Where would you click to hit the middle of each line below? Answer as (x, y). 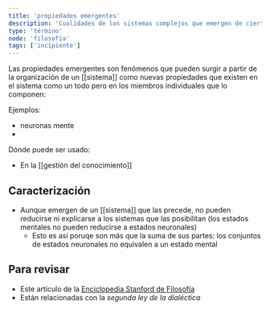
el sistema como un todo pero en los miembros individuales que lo (118, 86)
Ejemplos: (25, 110)
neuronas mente (47, 126)
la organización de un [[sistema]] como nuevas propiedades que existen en (133, 77)
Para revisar (39, 269)
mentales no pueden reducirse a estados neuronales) (108, 227)
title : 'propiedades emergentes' (64, 16)
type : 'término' (35, 31)
